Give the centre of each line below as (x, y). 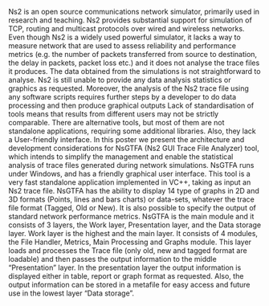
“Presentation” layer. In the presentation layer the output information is (125, 267)
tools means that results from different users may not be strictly (114, 114)
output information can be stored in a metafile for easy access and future (129, 285)
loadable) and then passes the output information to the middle (112, 259)
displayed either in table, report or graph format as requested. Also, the (126, 276)
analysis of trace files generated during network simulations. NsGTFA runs (131, 165)
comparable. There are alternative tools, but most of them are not (116, 122)
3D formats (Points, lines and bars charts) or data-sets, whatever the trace (131, 199)
